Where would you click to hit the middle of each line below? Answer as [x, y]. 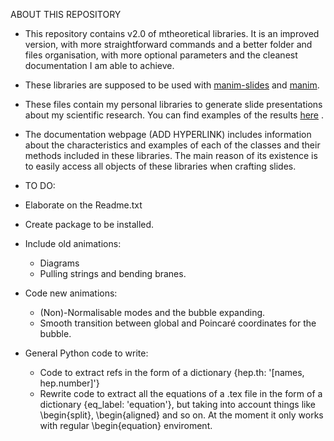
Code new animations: [71, 293]
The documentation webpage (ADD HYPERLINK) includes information [168, 134]
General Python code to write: [86, 353]
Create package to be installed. [89, 224]
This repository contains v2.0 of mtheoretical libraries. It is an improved [172, 33]
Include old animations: [73, 243]
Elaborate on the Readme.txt [83, 205]
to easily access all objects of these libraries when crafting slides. [160, 166]
